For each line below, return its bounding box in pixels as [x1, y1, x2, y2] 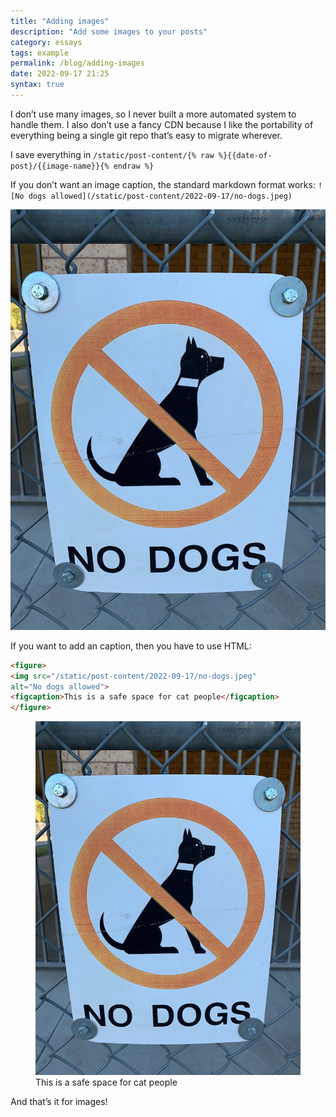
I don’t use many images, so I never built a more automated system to [10, 108, 297, 120]
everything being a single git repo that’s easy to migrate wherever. [10, 129, 283, 141]
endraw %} [113, 161, 155, 171]
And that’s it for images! [10, 1096, 108, 1108]
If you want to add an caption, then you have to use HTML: [10, 640, 252, 652]
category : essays [10, 37, 83, 47]
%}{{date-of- [218, 150, 273, 160]
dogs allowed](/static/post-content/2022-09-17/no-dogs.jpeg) [28, 191, 293, 201]
